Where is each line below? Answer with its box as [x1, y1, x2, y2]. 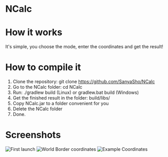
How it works [5, 27, 63, 38]
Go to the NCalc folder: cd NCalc [12, 84, 83, 90]
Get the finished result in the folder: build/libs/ [12, 95, 110, 101]
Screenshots [5, 129, 61, 141]
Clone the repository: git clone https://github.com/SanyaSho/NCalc [12, 78, 155, 85]
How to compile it [5, 62, 81, 73]
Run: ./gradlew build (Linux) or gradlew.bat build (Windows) [12, 89, 139, 95]
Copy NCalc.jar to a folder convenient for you [12, 101, 109, 107]
